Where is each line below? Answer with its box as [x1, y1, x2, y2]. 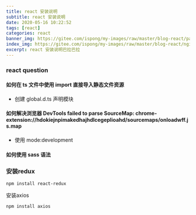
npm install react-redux [6, 180, 66, 186]
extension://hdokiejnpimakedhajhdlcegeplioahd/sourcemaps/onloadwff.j [6, 117, 188, 124]
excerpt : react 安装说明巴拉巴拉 [6, 47, 80, 53]
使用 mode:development [14, 136, 73, 144]
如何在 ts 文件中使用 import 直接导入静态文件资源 [6, 81, 124, 88]
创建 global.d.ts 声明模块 [14, 95, 74, 103]
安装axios [6, 192, 29, 199]
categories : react [6, 30, 51, 36]
